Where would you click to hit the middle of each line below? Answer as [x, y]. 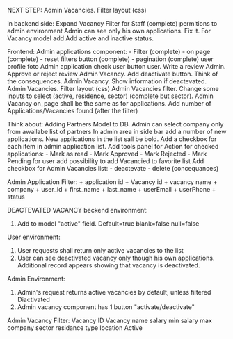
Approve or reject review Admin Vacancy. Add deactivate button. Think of [113, 74]
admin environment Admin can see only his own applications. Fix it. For [109, 31]
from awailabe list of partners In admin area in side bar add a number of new [117, 132]
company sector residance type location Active [75, 328]
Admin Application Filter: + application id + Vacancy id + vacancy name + [112, 182]
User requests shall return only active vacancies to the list [101, 250]
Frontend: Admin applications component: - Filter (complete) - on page [109, 52]
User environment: [34, 237]
